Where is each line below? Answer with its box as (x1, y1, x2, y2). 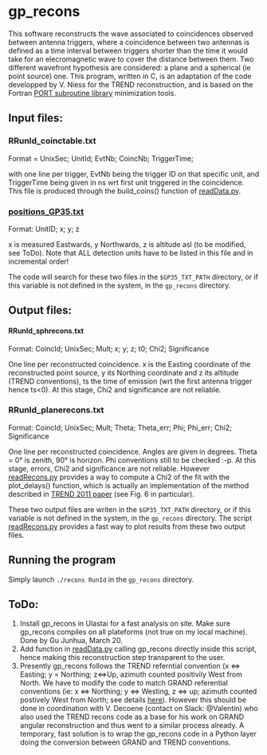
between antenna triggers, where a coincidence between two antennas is (8, 37, 249, 46)
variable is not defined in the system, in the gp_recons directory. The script (8, 513, 253, 523)
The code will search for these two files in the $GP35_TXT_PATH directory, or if (8, 272, 259, 281)
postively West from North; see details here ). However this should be (19, 695, 247, 705)
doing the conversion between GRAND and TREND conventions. (19, 737, 231, 747)
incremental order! (8, 256, 69, 266)
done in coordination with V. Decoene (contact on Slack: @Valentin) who (19, 704, 259, 713)
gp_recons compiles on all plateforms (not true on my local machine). (19, 627, 248, 637)
